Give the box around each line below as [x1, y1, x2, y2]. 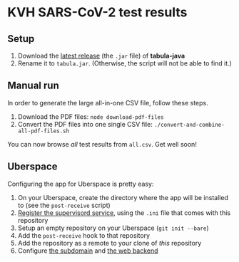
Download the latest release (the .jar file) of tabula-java [17, 51, 185, 60]
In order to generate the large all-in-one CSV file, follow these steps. [7, 98, 208, 107]
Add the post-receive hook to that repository [17, 231, 151, 239]
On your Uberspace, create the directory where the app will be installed [17, 193, 228, 201]
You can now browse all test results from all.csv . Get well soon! [7, 140, 198, 148]
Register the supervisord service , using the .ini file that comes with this [17, 208, 230, 217]
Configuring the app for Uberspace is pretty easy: [7, 179, 154, 188]
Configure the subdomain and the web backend [17, 246, 158, 255]
